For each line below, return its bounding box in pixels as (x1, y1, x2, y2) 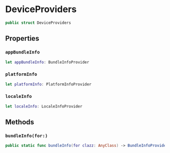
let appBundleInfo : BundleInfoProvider (5, 60, 90, 65)
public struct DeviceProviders (5, 20, 71, 25)
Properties (5, 34, 39, 43)
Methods (5, 118, 34, 127)
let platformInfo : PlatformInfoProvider (5, 82, 92, 87)
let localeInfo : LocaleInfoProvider (5, 104, 82, 109)
